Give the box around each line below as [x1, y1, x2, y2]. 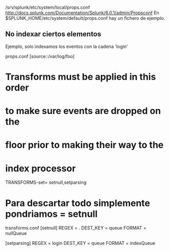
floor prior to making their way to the [5, 140, 164, 151]
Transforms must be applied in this [5, 71, 156, 82]
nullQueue [5, 230, 27, 236]
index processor [5, 162, 76, 174]
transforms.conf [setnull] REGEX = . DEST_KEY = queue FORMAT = [5, 225, 147, 231]
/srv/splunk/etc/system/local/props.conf [5, 5, 90, 10]
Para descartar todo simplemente [5, 197, 151, 209]
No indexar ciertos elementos [5, 30, 102, 39]
